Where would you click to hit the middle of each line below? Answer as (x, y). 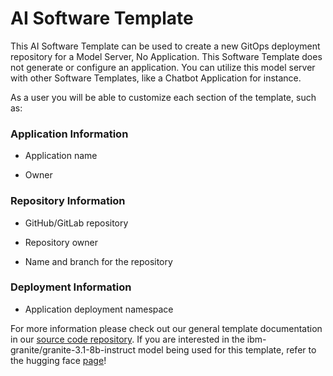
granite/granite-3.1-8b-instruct (73, 349)
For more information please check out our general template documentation (166, 328)
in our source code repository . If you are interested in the (127, 339)
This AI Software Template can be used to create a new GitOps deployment (165, 46)
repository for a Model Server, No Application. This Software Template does (166, 56)
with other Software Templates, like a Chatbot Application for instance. (156, 78)
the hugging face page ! (58, 360)
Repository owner (61, 242)
